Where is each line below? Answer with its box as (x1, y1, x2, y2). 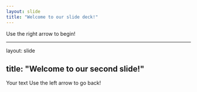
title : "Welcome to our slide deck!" (6, 14, 98, 20)
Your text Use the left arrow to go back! (6, 80, 101, 87)
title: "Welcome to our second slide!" (6, 64, 145, 74)
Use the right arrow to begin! (6, 30, 76, 37)
